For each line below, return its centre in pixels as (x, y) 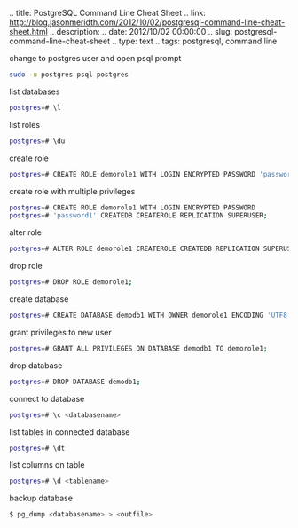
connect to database (47, 398)
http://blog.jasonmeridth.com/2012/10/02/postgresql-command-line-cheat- (147, 22)
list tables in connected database (70, 432)
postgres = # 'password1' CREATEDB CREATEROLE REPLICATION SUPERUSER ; (138, 216)
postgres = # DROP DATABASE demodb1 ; (75, 382)
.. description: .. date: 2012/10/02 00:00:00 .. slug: (141, 32)
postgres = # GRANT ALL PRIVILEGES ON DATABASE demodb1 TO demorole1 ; (138, 348)
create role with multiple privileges (72, 191)
